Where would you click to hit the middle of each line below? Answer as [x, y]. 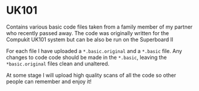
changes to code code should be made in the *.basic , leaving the [87, 57]
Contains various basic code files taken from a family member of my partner [99, 27]
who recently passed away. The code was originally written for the [88, 33]
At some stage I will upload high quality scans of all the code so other [91, 75]
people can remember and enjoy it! [49, 81]
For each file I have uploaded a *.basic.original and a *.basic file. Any [94, 51]
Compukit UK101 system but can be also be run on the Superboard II [90, 39]
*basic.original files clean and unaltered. [58, 64]
